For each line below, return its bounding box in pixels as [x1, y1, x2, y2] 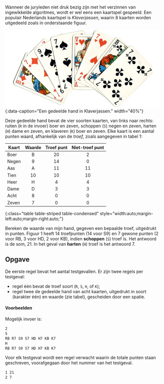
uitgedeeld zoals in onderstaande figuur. [5, 20, 87, 26]
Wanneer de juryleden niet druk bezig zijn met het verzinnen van [5, 4, 136, 10]
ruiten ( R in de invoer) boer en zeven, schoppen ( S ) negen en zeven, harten [5, 123, 157, 129]
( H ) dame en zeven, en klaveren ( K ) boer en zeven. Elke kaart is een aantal [5, 128, 155, 134]
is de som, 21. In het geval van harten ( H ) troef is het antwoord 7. [5, 241, 136, 247]
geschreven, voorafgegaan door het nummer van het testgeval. [5, 360, 133, 366]
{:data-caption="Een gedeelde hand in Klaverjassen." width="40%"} [5, 108, 144, 114]
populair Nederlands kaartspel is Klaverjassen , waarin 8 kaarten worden [5, 15, 151, 20]
